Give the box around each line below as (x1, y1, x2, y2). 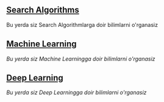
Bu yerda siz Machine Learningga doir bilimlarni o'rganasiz (6, 55, 155, 62)
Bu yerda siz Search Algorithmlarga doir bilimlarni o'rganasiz (6, 21, 159, 28)
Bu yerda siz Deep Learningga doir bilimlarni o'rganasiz (6, 89, 147, 97)
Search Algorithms (6, 5, 79, 15)
